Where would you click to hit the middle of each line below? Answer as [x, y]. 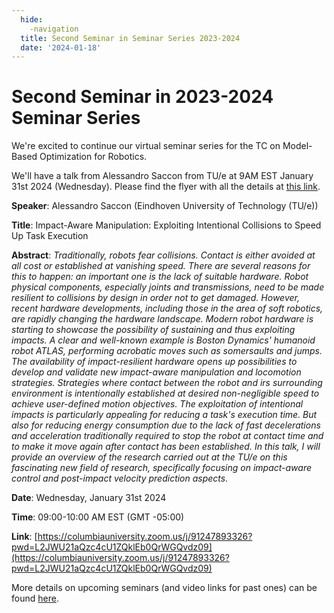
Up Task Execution [50, 236]
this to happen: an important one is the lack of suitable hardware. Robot [160, 277]
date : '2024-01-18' [61, 47]
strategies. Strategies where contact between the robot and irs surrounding [167, 383]
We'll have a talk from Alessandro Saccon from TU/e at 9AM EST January [162, 176]
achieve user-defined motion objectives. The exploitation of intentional [157, 404]
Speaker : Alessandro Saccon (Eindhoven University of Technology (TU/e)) [165, 206]
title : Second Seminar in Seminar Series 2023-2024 [130, 38]
